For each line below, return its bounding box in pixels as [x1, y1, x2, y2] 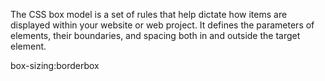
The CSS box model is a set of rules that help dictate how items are [10, 9, 288, 20]
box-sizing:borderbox [10, 60, 100, 71]
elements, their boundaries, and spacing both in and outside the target [10, 30, 301, 41]
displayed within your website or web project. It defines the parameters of [10, 19, 315, 31]
